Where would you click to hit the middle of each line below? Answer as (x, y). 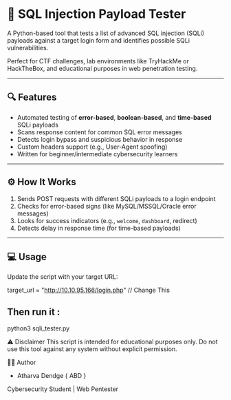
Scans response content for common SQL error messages (99, 132)
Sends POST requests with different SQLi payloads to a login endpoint (116, 198)
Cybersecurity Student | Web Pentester (63, 389)
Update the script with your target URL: (63, 277)
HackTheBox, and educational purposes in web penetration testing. (102, 68)
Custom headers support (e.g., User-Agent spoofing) (92, 147)
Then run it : (34, 312)
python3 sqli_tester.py (38, 328)
